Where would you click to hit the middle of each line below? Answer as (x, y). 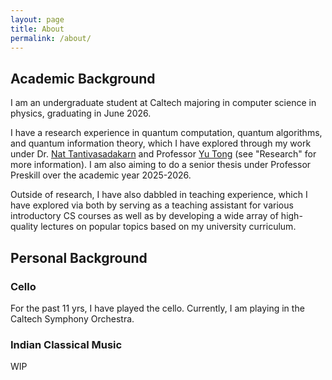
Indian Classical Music (66, 344)
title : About (37, 29)
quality (24, 227)
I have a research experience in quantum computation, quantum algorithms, (166, 133)
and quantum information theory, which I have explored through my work (161, 143)
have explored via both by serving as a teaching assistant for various (152, 205)
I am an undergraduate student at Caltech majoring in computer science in (163, 103)
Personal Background (79, 257)
